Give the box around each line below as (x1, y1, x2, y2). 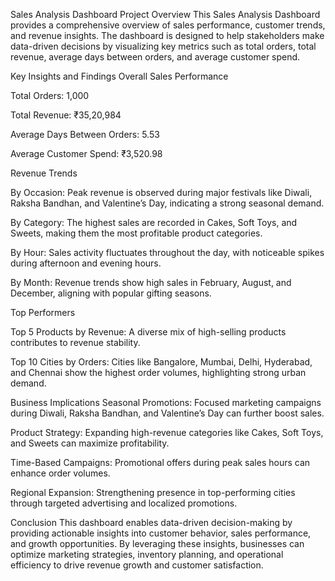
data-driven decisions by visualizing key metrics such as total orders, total (10, 40, 317, 52)
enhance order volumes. (10, 467, 111, 479)
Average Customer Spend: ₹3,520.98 (10, 148, 163, 159)
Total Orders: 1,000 (10, 90, 90, 101)
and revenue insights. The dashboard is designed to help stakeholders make (10, 30, 325, 41)
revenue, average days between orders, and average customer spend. (10, 51, 301, 63)
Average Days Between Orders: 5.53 (10, 129, 160, 140)
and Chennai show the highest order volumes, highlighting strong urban (10, 367, 307, 378)
